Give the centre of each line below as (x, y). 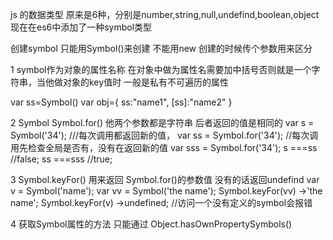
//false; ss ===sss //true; (61, 159)
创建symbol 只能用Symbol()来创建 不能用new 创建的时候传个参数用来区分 (161, 48)
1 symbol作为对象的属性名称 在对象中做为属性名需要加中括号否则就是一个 (161, 69)
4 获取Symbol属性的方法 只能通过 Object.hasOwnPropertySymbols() (151, 224)
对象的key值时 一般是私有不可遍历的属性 (146, 82)
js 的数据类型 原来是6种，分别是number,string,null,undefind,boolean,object (165, 14)
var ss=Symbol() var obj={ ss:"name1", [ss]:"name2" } (121, 102)
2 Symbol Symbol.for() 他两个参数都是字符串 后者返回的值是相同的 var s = (162, 122)
